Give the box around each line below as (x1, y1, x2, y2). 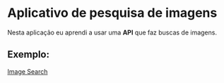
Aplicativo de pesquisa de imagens (7, 5, 218, 21)
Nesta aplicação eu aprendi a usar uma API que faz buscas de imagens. (7, 28, 218, 37)
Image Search (7, 67, 48, 75)
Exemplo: (7, 49, 50, 60)
